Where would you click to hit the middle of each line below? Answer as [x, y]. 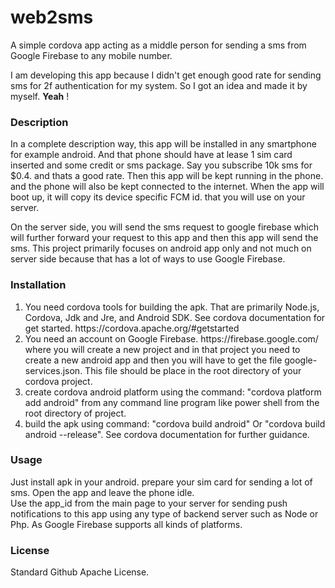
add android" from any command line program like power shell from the [172, 402]
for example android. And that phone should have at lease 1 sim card [151, 155]
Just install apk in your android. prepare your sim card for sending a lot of [161, 482]
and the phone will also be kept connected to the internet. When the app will [167, 187]
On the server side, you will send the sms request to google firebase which [164, 227]
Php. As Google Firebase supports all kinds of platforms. [126, 524]
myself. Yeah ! [40, 96]
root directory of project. [75, 413]
